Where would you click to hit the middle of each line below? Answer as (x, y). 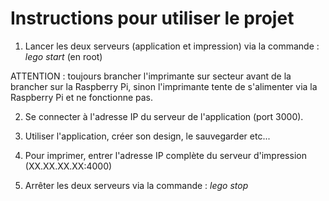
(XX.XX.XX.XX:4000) (68, 166)
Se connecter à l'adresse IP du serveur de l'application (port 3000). (164, 116)
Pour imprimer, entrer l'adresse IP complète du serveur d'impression (165, 155)
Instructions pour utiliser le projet (152, 18)
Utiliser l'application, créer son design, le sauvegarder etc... (147, 136)
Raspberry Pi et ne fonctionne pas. (82, 97)
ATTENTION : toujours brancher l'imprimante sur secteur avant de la (151, 76)
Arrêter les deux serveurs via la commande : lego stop (136, 185)
